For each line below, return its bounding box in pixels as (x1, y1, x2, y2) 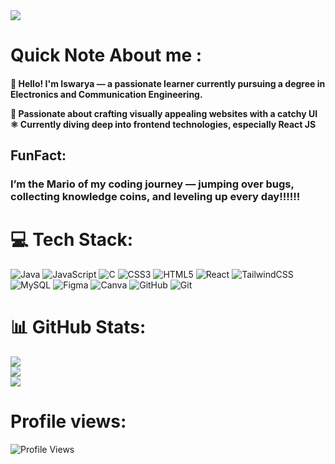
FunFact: (10, 147, 67, 164)
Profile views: (10, 410, 127, 433)
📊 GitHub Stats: (10, 316, 147, 339)
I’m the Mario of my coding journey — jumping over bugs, (10, 177, 295, 191)
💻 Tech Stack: (10, 229, 134, 251)
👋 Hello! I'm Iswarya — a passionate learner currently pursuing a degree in (10, 77, 326, 89)
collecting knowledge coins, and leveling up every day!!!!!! (10, 190, 301, 204)
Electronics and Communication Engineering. (10, 88, 203, 100)
